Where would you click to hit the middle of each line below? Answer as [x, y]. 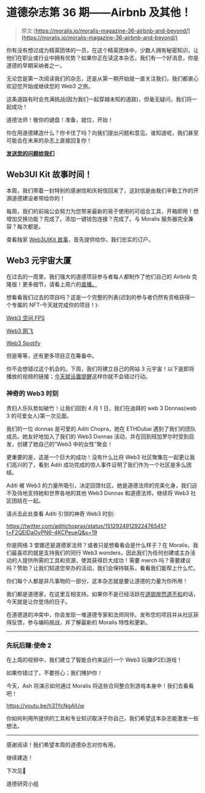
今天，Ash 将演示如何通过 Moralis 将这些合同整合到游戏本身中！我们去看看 [100, 686]
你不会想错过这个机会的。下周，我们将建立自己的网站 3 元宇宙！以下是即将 [100, 368]
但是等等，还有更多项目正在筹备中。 [52, 356]
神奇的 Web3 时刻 [33, 393]
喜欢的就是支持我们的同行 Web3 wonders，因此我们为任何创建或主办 [103, 553]
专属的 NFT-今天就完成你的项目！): [55, 305]
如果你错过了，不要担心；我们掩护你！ [54, 673]
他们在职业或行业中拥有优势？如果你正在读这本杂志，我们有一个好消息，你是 [103, 58]
